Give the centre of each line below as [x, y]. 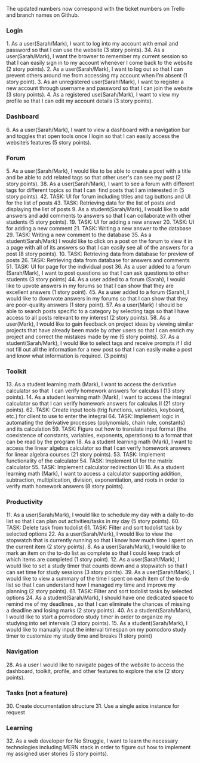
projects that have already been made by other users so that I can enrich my [100, 330]
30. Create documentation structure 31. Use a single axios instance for [93, 706]
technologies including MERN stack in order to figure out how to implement [99, 747]
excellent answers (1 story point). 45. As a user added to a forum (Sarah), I [98, 292]
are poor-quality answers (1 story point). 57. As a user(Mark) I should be [95, 305]
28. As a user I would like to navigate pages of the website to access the [95, 665]
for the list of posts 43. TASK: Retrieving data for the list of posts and [91, 203]
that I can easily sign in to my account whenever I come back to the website [99, 63]
